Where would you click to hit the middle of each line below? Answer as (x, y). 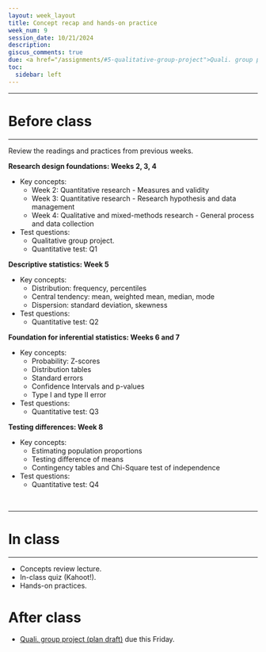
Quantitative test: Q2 (65, 321)
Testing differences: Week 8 (56, 427)
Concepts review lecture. (61, 569)
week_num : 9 (28, 30)
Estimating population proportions (87, 451)
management (53, 206)
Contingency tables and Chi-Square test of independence (125, 467)
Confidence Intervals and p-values (88, 386)
